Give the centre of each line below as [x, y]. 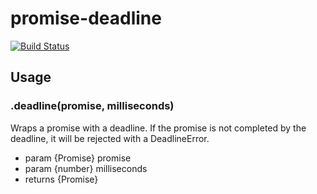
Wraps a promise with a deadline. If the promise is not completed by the [158, 128]
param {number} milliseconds [86, 168]
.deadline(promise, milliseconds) [92, 106]
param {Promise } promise [78, 158]
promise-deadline [86, 18]
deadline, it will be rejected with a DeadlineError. [110, 138]
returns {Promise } [61, 179]
